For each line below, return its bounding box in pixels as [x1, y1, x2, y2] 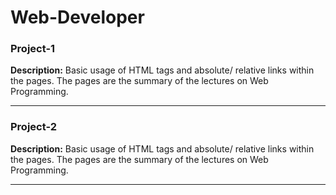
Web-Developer [10, 6, 145, 29]
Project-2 [10, 120, 58, 134]
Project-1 [10, 42, 56, 56]
